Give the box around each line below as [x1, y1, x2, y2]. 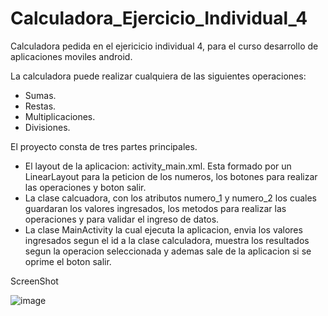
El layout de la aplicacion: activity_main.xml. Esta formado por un [24, 160, 292, 172]
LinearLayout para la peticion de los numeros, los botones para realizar [24, 170, 318, 182]
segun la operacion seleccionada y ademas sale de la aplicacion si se [24, 245, 312, 257]
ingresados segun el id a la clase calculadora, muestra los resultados [24, 234, 310, 246]
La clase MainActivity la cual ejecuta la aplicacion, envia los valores [24, 223, 303, 236]
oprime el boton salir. [24, 255, 112, 267]
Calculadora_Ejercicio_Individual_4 [10, 7, 308, 30]
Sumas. [24, 89, 57, 101]
